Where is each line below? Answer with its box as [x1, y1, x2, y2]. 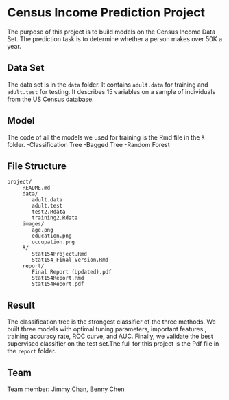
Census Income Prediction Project [7, 5, 206, 21]
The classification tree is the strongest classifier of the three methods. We [7, 318, 216, 326]
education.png [32, 232, 72, 240]
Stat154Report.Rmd [32, 275, 84, 282]
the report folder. [7, 347, 56, 355]
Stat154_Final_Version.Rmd [32, 256, 109, 264]
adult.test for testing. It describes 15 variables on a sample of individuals [7, 87, 216, 96]
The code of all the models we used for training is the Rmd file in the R [7, 133, 205, 142]
